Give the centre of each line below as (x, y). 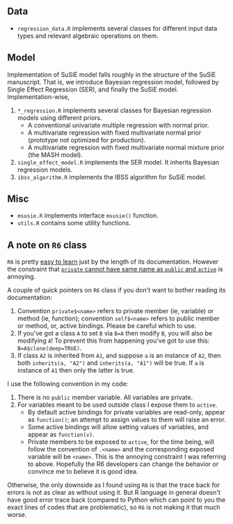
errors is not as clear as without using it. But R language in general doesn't (114, 493)
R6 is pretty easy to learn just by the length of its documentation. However (113, 262)
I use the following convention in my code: (68, 384)
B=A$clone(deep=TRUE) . (49, 348)
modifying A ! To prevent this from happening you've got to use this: (113, 340)
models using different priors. (59, 117)
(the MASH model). (55, 155)
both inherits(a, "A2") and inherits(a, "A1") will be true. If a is (111, 363)
